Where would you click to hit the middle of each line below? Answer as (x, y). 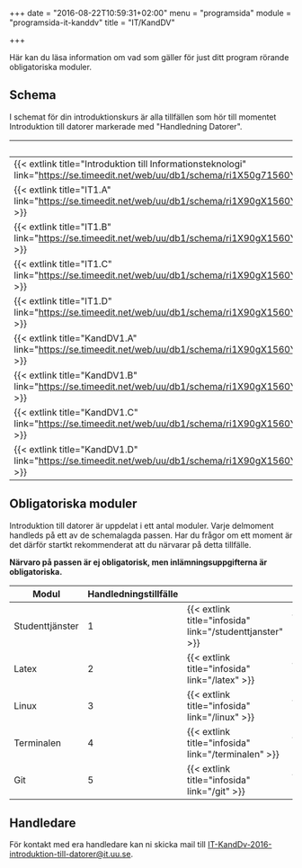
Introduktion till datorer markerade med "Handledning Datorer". (126, 126)
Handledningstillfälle (133, 594)
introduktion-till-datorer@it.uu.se (70, 855)
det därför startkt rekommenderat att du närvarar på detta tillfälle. (130, 544)
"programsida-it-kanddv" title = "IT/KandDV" (92, 22)
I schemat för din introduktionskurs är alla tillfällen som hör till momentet (143, 117)
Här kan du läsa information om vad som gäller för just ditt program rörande (149, 57)
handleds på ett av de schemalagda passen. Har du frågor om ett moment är (151, 535)
